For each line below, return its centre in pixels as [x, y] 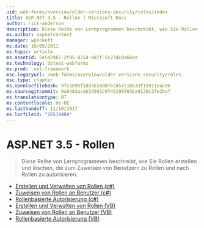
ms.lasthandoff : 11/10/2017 [42, 108]
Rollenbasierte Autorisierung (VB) [57, 219]
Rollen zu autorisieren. [49, 174]
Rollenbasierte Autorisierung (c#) [57, 199]
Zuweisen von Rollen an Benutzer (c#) [63, 193]
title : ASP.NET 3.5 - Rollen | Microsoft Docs [67, 18]
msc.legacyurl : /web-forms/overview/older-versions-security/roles [94, 75]
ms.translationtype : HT [37, 97]
